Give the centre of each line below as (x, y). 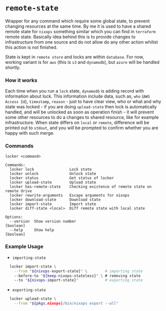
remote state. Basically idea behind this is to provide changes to (70, 37)
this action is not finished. (31, 47)
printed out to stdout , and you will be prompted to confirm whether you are (82, 128)
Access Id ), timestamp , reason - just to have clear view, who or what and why (83, 102)
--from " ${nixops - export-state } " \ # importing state (78, 271)
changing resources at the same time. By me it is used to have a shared (78, 26)
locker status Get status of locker (62, 178)
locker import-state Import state (53, 204)
